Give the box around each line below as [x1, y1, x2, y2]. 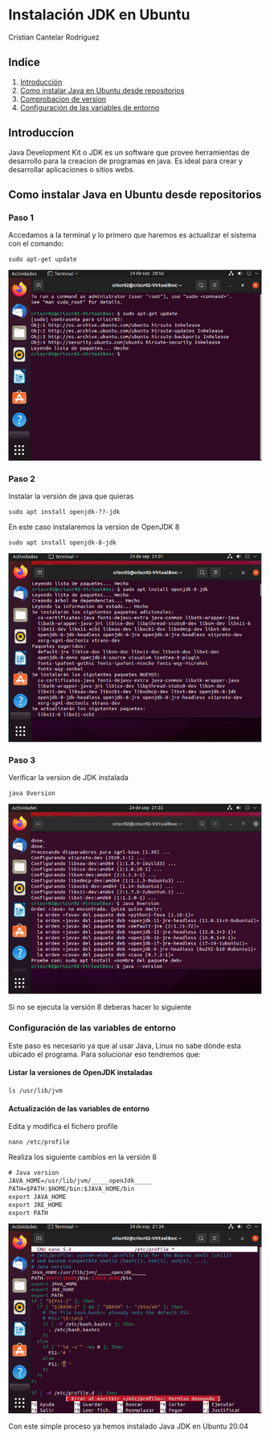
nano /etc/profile [8, 1138, 70, 1147]
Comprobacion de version [19, 94, 107, 104]
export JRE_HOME [8, 1201, 63, 1210]
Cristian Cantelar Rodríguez [8, 32, 100, 42]
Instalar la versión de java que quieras [8, 491, 134, 501]
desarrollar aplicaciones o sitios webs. [8, 164, 135, 174]
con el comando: [8, 239, 64, 249]
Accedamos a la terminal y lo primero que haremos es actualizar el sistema [8, 230, 257, 240]
